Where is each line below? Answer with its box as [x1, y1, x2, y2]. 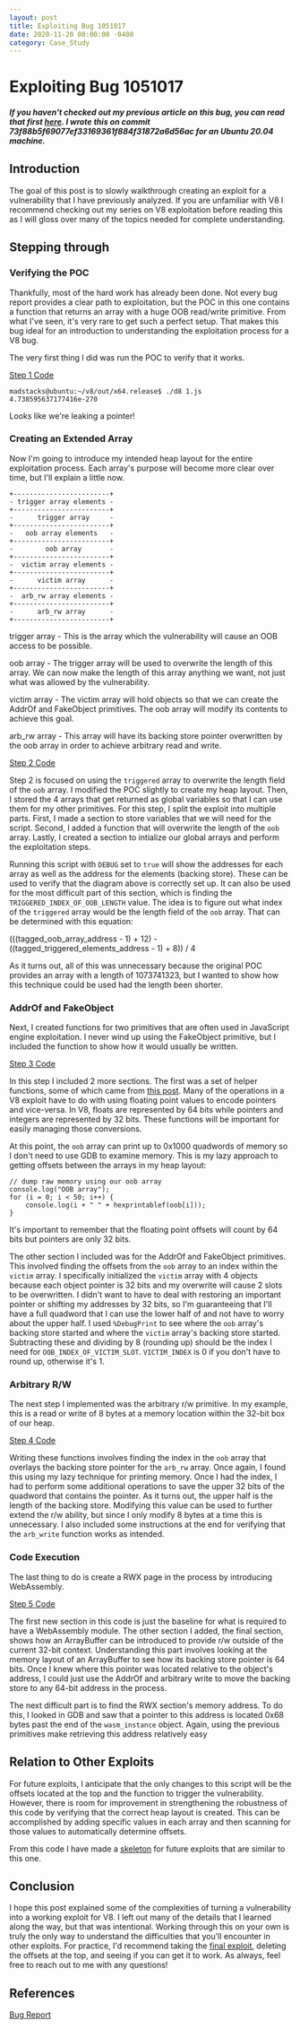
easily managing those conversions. [9, 1123, 142, 1134]
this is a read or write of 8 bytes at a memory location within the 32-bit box [9, 1409, 286, 1419]
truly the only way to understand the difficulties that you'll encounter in [9, 1931, 270, 1942]
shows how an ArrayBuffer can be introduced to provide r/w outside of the [9, 1634, 284, 1645]
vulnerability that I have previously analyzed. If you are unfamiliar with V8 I [9, 195, 284, 205]
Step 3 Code [9, 1059, 56, 1070]
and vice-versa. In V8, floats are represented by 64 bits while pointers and [9, 1105, 284, 1115]
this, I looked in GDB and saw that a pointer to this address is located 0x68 [9, 1709, 285, 1720]
